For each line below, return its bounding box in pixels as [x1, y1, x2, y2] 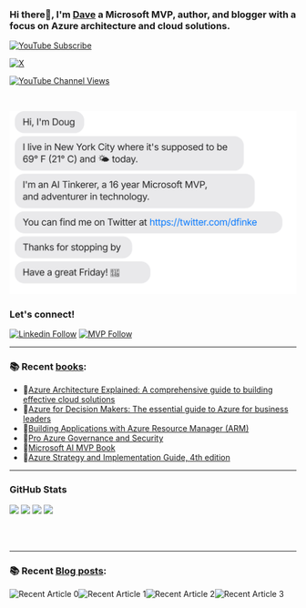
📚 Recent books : [9, 360, 87, 372]
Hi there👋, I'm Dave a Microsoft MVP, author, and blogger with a [9, 8, 297, 21]
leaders [22, 413, 52, 424]
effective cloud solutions [22, 394, 116, 405]
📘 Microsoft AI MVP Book [22, 442, 116, 453]
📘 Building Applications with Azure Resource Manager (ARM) [22, 423, 250, 434]
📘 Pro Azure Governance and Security [22, 432, 164, 444]
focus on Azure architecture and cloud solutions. [9, 19, 230, 32]
